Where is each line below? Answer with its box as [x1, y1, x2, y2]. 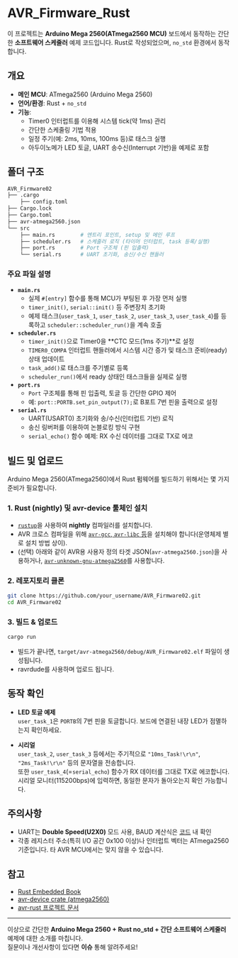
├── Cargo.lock [7, 205, 52, 212]
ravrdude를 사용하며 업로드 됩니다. [17, 664, 115, 673]
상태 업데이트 [28, 355, 65, 363]
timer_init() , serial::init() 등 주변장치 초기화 [28, 303, 166, 311]
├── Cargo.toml [7, 211, 52, 219]
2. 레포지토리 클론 [7, 576, 65, 586]
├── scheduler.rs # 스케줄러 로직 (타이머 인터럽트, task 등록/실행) [20, 238, 211, 245]
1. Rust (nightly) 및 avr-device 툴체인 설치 [7, 503, 148, 513]
